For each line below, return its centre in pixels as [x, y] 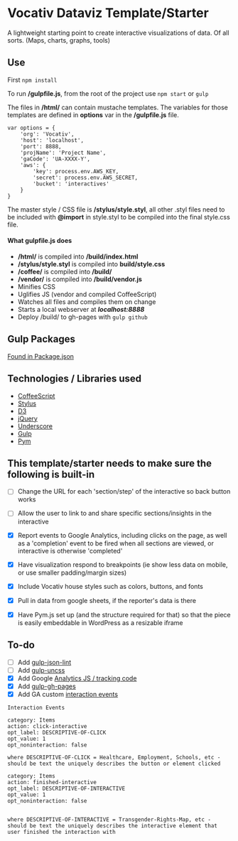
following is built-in [51, 474]
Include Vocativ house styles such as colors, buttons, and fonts [110, 586]
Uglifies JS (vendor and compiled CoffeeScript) [87, 294]
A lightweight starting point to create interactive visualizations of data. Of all [118, 33]
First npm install [32, 80]
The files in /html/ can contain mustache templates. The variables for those [118, 107]
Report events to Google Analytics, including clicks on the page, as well [122, 535]
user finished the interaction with [61, 832]
